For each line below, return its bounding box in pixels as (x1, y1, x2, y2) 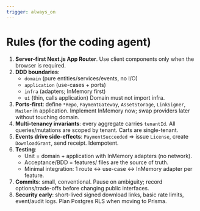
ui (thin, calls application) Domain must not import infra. (24, 94, 165, 101)
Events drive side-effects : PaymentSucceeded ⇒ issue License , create (15, 133, 189, 140)
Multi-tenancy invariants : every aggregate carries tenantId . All (15, 120, 176, 127)
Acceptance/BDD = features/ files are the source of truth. (24, 159, 169, 166)
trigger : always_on (6, 9, 56, 15)
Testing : (15, 145, 37, 153)
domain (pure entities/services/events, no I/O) (24, 74, 138, 82)
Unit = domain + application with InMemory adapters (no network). (24, 152, 192, 159)
